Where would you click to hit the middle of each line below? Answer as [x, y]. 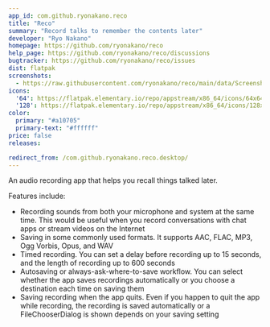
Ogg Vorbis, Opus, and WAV [67, 246]
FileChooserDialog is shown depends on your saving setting [119, 314]
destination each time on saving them [82, 289]
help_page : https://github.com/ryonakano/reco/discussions [109, 53]
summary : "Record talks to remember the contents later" [106, 31]
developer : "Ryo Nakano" [50, 38]
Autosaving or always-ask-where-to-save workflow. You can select [131, 271]
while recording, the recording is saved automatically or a [115, 306]
